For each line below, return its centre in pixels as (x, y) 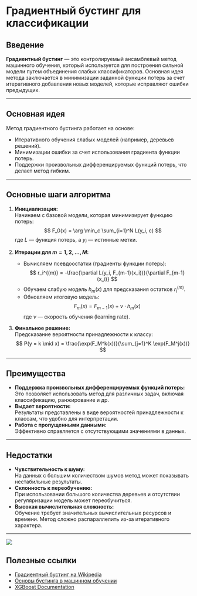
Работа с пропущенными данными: (61, 425)
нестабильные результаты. (48, 482)
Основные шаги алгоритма (59, 195)
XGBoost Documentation (44, 587)
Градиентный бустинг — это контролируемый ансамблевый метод (91, 59)
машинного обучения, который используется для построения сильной (95, 65)
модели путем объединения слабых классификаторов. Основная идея (95, 71)
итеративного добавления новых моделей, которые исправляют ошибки (97, 84)
